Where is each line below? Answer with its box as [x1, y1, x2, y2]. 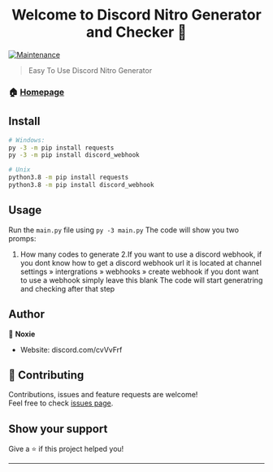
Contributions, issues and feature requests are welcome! [8, 390, 198, 400]
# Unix [8, 166, 31, 174]
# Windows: [8, 136, 45, 144]
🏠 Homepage [8, 86, 65, 97]
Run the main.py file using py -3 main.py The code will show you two [8, 225, 240, 235]
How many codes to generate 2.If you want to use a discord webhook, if [19, 249, 262, 259]
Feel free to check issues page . [8, 398, 114, 408]
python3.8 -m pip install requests [8, 173, 129, 182]
